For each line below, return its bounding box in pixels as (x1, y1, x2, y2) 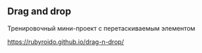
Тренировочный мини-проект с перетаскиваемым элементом (7, 24, 196, 32)
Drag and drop (7, 6, 72, 17)
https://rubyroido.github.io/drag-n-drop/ (7, 38, 125, 46)
